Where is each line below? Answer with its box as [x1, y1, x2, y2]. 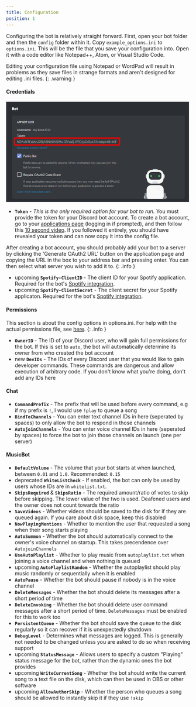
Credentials [6, 88, 35, 95]
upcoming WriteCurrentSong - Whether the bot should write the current [14, 669, 186, 676]
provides [14, 663, 36, 670]
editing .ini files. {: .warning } [6, 75, 75, 82]
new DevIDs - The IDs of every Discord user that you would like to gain [14, 355, 184, 362]
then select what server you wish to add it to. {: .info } [6, 263, 136, 270]
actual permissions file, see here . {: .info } [6, 325, 107, 332]
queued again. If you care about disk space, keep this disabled [14, 514, 166, 521]
